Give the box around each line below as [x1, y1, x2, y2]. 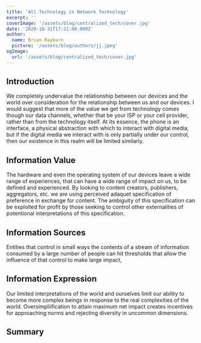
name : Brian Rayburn [12, 37, 64, 43]
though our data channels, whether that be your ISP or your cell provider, [6, 112, 189, 119]
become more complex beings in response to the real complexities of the [6, 296, 189, 304]
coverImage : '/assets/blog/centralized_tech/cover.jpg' [6, 20, 151, 26]
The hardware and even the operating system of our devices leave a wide [6, 171, 191, 179]
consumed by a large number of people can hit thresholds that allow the [6, 250, 186, 258]
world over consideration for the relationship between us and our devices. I [6, 99, 194, 106]
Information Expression [6, 274, 97, 284]
